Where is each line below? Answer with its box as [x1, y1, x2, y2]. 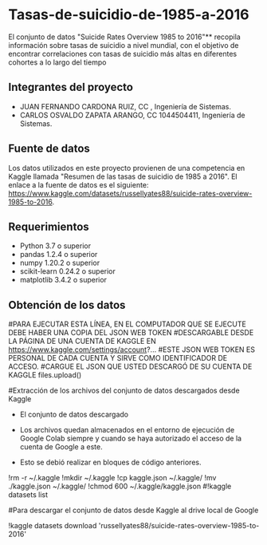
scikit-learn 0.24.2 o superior [19, 267, 116, 276]
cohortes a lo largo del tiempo [8, 57, 107, 67]
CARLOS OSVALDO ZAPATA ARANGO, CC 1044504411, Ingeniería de [19, 110, 245, 120]
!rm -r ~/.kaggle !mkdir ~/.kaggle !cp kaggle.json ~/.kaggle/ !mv [8, 473, 217, 483]
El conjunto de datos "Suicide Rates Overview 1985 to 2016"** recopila [8, 32, 241, 41]
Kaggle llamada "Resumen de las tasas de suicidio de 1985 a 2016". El [8, 172, 238, 181]
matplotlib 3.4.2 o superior [19, 275, 108, 285]
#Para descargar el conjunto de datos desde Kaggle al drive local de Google [8, 505, 259, 515]
